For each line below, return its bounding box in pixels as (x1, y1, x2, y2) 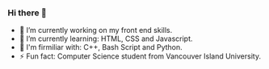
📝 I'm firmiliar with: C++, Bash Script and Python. (19, 43, 183, 52)
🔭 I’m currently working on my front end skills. (19, 26, 173, 35)
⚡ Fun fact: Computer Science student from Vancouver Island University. (19, 51, 262, 61)
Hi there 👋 (7, 7, 48, 18)
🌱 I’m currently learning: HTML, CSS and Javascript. (19, 34, 193, 43)
